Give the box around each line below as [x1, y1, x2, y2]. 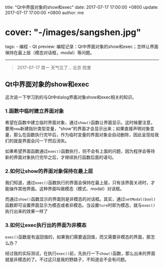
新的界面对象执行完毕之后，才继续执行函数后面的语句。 [5, 154, 116, 160]
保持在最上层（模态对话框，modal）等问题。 [5, 49, 95, 55]
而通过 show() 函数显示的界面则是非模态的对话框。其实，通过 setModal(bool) [5, 196, 156, 202]
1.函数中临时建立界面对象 [5, 107, 64, 114]
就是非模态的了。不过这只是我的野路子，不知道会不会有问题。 [5, 256, 129, 262]
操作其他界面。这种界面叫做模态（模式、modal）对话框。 [9, 186, 124, 192]
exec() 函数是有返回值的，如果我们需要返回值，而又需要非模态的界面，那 [5, 234, 151, 240]
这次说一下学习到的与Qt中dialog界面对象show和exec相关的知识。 [5, 94, 137, 100]
